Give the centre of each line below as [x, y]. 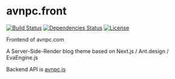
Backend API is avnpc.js [36, 69]
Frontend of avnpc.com [35, 39]
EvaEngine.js [22, 57]
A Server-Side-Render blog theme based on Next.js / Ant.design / [87, 51]
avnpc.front [37, 11]
